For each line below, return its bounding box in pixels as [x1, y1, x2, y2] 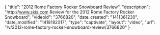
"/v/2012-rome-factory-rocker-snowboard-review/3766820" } [4, 24, 131, 30]
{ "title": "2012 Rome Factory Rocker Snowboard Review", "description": [4, 4, 150, 10]
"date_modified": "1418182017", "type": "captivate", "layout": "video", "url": [4, 19, 156, 25]
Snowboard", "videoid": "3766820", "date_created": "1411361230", [4, 14, 138, 20]
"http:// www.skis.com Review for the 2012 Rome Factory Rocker [4, 9, 134, 15]
